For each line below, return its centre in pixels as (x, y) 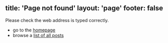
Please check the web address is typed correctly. (57, 20)
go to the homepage (34, 30)
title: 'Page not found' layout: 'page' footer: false (84, 8)
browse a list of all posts (38, 35)
